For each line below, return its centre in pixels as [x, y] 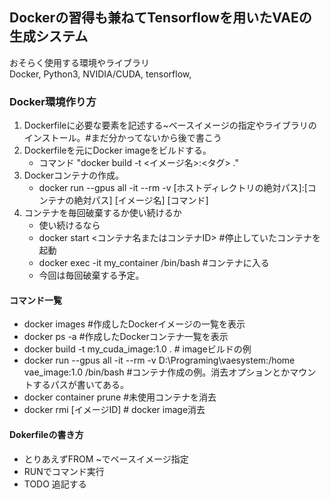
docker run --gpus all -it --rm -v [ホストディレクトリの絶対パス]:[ [173, 188]
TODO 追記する [55, 484]
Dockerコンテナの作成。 [74, 175]
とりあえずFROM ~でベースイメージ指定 [106, 459]
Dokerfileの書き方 [46, 434]
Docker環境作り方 [53, 101]
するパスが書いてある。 [80, 385]
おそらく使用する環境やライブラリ [79, 62]
